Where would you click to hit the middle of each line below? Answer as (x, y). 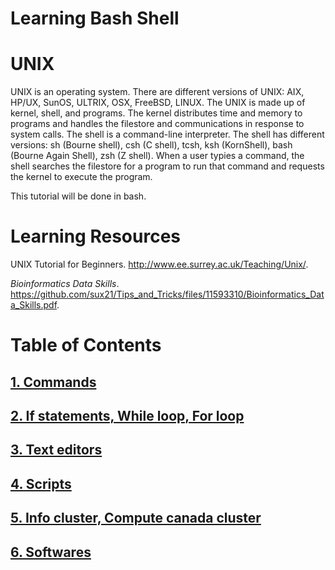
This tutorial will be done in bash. (78, 196)
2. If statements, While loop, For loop (127, 416)
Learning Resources (95, 236)
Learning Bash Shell (95, 18)
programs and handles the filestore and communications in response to (157, 124)
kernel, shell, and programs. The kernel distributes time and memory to (156, 113)
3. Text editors (56, 450)
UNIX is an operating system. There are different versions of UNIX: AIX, (157, 92)
